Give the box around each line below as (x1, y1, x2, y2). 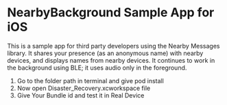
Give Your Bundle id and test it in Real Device (16, 91, 145, 100)
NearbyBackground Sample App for (7, 5, 215, 20)
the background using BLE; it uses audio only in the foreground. (7, 63, 187, 72)
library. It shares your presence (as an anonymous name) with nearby (7, 49, 204, 57)
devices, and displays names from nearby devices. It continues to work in (7, 56, 215, 64)
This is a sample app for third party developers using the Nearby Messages (7, 42, 220, 50)
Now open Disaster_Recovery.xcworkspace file (16, 84, 151, 92)
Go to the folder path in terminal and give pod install (16, 76, 165, 85)
